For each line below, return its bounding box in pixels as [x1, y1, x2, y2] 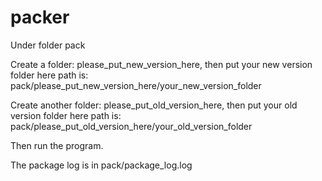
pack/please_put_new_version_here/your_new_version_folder [10, 79, 262, 91]
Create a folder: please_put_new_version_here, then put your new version [10, 58, 313, 70]
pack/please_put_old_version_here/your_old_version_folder [10, 120, 253, 132]
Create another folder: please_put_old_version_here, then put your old [10, 99, 298, 111]
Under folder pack [10, 39, 86, 51]
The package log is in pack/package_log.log [10, 159, 193, 171]
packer [10, 6, 70, 29]
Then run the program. [10, 139, 104, 151]
